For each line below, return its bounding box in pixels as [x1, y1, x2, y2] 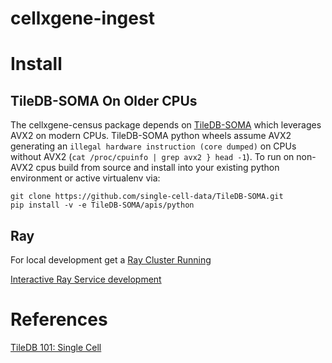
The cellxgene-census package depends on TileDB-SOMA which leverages [10, 119, 322, 131]
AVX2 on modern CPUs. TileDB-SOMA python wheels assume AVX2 [10, 130, 292, 142]
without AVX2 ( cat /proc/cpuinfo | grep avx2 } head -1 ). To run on [10, 151, 295, 163]
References [10, 308, 108, 331]
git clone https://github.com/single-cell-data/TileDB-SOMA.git [10, 192, 284, 202]
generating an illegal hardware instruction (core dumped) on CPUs [10, 140, 297, 152]
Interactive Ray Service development [10, 273, 162, 285]
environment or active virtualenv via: [10, 172, 161, 184]
